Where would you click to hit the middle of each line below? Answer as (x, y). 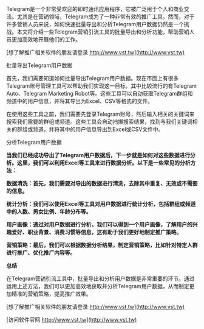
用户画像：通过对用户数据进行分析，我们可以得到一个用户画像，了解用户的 (99, 225)
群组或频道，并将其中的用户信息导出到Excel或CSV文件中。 (90, 129)
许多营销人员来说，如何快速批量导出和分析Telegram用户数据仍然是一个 (95, 24)
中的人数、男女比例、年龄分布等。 (49, 211)
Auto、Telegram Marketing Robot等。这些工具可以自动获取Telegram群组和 (100, 94)
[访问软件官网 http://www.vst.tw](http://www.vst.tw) (72, 320)
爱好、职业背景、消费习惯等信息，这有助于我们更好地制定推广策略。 (97, 232)
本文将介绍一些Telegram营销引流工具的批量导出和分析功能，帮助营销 (103, 32)
